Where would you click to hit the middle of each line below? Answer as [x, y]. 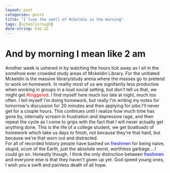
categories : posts [25, 15]
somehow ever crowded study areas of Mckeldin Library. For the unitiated [82, 74]
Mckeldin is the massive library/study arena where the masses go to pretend [85, 79]
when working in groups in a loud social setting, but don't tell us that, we [81, 90]
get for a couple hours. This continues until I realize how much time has [80, 111]
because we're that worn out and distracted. [52, 138]
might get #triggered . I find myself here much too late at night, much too [81, 95]
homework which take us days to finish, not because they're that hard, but [83, 133]
